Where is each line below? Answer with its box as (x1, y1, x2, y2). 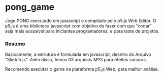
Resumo (5, 40, 26, 47)
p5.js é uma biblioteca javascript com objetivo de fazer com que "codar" (5, 23, 152, 28)
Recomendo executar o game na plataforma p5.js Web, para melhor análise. (5, 66, 159, 72)
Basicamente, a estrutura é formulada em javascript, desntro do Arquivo (5, 51, 151, 57)
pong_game (5, 1, 55, 13)
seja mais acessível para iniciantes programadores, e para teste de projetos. (5, 28, 160, 34)
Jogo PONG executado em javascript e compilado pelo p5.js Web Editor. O (5, 18, 156, 24)
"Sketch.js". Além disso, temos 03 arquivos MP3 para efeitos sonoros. (5, 57, 147, 63)
